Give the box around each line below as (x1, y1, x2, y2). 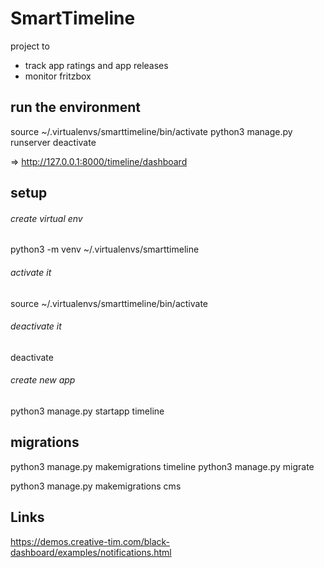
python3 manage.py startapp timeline (10, 405, 165, 417)
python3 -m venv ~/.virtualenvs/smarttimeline (10, 243, 200, 256)
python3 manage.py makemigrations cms (10, 480, 182, 492)
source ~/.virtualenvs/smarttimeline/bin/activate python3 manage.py (10, 125, 293, 137)
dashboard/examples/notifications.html (10, 546, 172, 558)
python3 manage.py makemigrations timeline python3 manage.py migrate (10, 460, 315, 472)
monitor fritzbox (24, 70, 92, 82)
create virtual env (10, 212, 83, 224)
